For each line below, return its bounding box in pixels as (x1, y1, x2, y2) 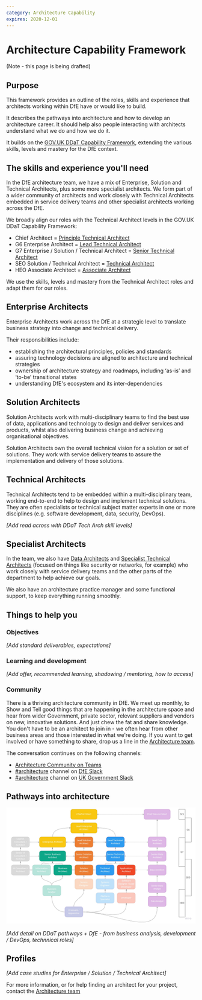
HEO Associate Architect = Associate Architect (14, 266, 131, 274)
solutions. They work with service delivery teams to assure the (6, 450, 161, 458)
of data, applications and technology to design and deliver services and (6, 419, 184, 427)
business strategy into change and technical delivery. (6, 324, 138, 331)
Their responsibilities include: (6, 336, 79, 343)
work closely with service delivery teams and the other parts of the (6, 568, 173, 575)
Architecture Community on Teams (14, 761, 102, 768)
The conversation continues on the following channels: (6, 749, 142, 757)
